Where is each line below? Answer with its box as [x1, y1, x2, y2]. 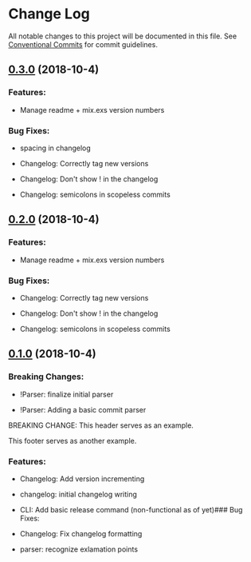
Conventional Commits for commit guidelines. [8, 39, 158, 49]
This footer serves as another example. [8, 436, 137, 445]
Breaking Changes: [8, 371, 84, 382]
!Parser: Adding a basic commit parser [19, 405, 147, 414]
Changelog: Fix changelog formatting [19, 528, 143, 538]
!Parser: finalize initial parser [19, 389, 114, 399]
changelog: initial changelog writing [19, 489, 138, 499]
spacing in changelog [19, 143, 92, 153]
